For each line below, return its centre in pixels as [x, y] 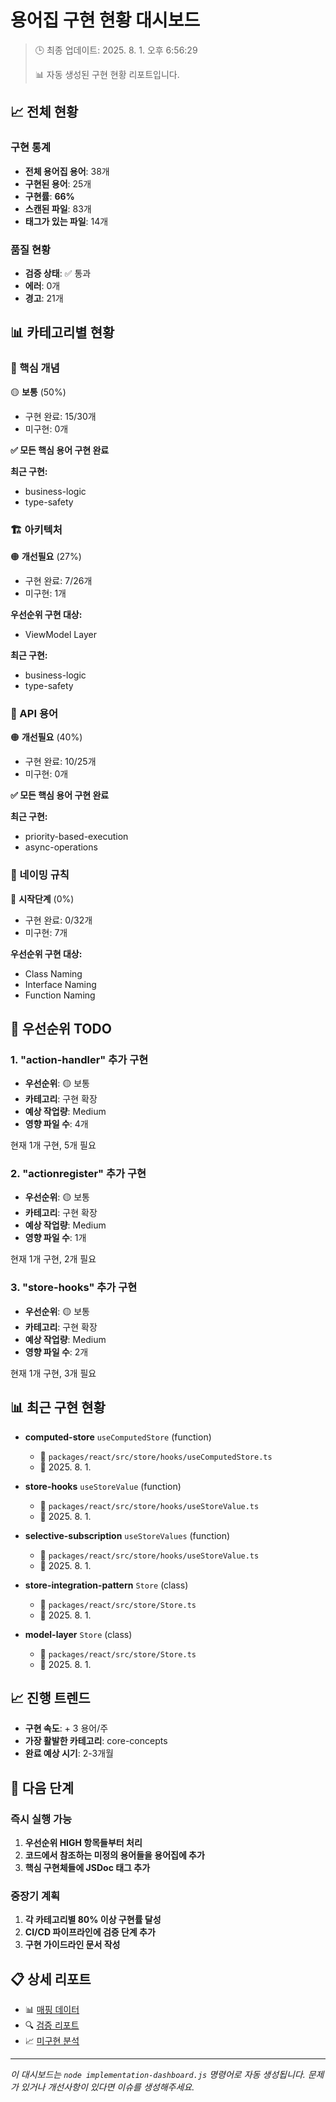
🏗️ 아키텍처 [36, 529]
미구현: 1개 [45, 593]
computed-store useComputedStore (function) [118, 1437]
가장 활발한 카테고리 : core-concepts [96, 1741]
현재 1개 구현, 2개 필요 [53, 1259]
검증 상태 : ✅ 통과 [58, 273]
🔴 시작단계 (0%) [42, 898]
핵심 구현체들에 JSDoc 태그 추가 [87, 1868]
